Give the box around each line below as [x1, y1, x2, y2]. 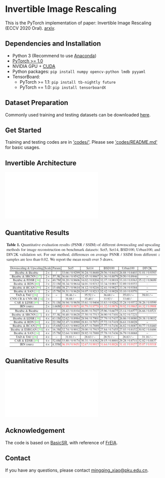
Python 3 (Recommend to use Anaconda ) [12, 53, 97, 58]
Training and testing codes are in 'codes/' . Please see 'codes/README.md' [5, 139, 158, 145]
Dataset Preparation [5, 99, 68, 107]
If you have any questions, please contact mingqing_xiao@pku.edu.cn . [5, 467, 149, 473]
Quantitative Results [5, 228, 70, 237]
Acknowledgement [5, 426, 65, 435]
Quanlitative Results [5, 357, 69, 365]
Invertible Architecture [5, 159, 77, 167]
